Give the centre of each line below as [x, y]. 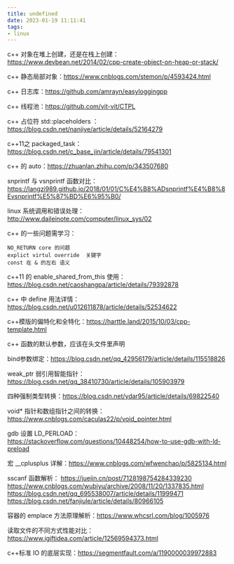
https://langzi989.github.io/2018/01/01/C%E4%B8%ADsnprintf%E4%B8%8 [116, 189]
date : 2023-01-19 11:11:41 [47, 20]
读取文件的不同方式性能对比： [50, 530]
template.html [27, 329]
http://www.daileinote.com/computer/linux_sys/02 [80, 219]
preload [19, 449]
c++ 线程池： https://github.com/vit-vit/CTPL [71, 107]
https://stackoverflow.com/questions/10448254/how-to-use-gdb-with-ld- [114, 441]
